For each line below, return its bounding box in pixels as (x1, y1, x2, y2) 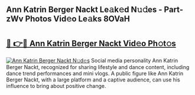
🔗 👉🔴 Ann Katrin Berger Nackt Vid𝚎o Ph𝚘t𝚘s (6, 38, 176, 48)
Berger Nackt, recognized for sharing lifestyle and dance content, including (6, 64, 190, 70)
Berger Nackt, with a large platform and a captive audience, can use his (6, 76, 180, 83)
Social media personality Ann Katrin (91, 57, 178, 64)
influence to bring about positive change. (6, 83, 106, 89)
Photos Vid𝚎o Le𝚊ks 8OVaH (25, 14, 130, 24)
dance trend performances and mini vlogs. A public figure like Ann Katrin (6, 70, 184, 77)
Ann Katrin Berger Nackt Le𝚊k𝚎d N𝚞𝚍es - (6, 5, 162, 15)
